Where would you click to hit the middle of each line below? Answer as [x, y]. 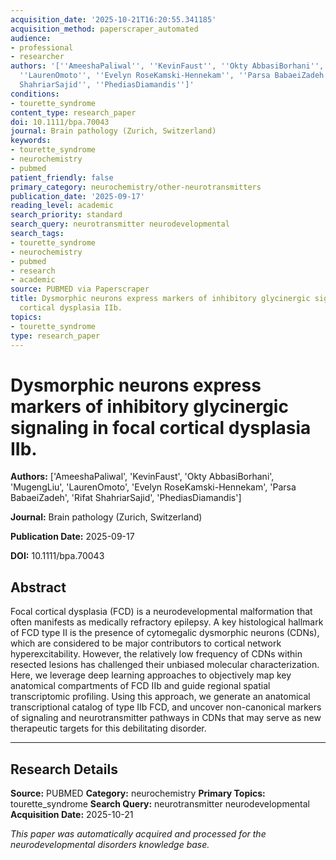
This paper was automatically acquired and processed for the [138, 833]
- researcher [37, 57]
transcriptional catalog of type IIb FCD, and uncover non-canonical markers [166, 707]
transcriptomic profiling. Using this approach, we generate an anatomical [160, 697]
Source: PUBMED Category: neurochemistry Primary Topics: [138, 793]
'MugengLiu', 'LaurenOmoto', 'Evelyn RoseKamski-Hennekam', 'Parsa [153, 487]
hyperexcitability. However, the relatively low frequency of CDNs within [156, 654]
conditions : [35, 94]
